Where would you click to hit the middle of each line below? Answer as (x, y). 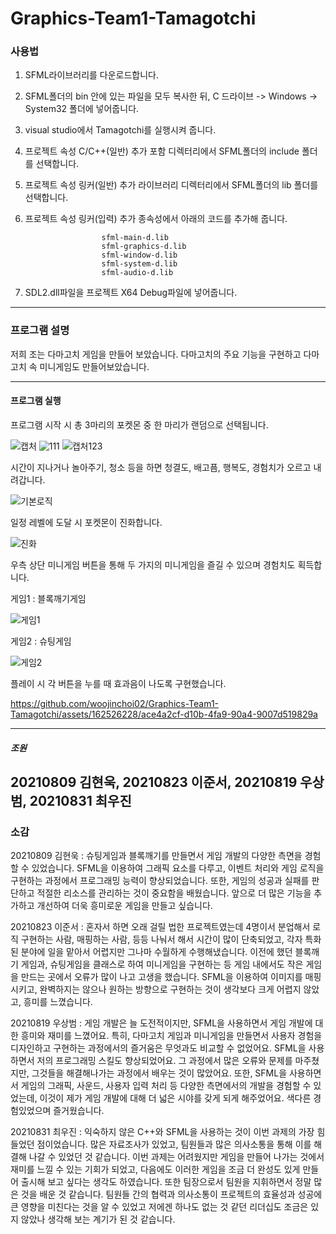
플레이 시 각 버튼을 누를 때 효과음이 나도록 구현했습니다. (118, 683)
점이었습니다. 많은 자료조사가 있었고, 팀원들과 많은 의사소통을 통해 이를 (174, 1144)
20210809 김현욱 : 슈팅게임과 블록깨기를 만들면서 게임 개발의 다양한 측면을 (156, 856)
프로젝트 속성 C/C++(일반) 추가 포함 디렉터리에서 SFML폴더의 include (162, 151)
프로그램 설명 (40, 330)
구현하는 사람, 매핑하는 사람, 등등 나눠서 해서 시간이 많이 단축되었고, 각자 (161, 939)
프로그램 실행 (36, 401)
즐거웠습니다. (79, 1111)
